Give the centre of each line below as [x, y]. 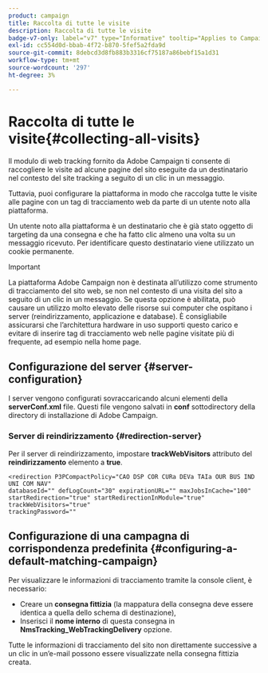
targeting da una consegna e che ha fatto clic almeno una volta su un [122, 234]
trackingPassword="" [43, 512]
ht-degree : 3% [32, 75]
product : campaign [39, 16]
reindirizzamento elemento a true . [65, 462]
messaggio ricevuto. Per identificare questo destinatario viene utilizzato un [131, 243]
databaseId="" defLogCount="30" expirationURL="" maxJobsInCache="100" [130, 491]
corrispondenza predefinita [78, 549]
